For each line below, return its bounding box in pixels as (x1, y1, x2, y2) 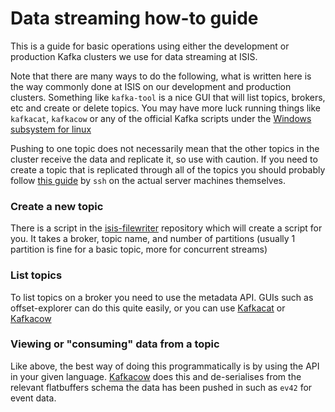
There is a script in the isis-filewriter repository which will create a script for (10, 222, 323, 234)
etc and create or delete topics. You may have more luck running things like (10, 102, 322, 114)
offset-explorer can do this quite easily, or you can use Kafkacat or (10, 302, 286, 314)
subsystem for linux (10, 123, 92, 135)
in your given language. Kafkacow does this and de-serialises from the (10, 370, 302, 382)
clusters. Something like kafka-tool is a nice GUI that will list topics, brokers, (10, 91, 326, 103)
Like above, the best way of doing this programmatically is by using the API (10, 360, 320, 372)
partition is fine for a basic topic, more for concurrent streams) (10, 243, 268, 256)
